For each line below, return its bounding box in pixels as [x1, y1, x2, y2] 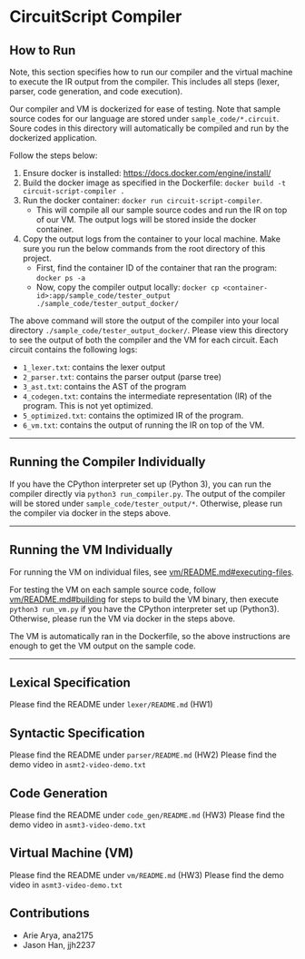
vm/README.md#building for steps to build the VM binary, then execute [9, 593, 280, 605]
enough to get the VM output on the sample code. [9, 640, 197, 651]
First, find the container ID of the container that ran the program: [35, 262, 278, 273]
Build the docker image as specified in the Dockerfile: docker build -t [22, 177, 286, 188]
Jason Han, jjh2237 [22, 939, 95, 950]
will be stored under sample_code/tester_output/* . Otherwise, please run [9, 498, 283, 509]
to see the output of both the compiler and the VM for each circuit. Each [9, 334, 279, 345]
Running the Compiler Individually [9, 454, 206, 470]
